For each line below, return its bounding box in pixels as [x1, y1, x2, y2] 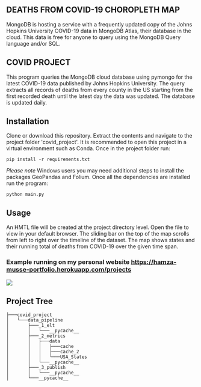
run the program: [6, 180, 48, 187]
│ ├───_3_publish [6, 365, 66, 371]
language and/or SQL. [6, 40, 61, 47]
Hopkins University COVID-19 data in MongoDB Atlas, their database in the [6, 27, 191, 34]
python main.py [6, 192, 45, 198]
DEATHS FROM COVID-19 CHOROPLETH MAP [6, 5, 181, 15]
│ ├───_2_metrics [6, 333, 66, 339]
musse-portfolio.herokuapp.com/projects [6, 266, 132, 274]
